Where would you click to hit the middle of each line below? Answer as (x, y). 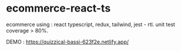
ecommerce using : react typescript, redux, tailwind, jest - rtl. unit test (90, 24)
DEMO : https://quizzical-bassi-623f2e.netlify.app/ (68, 42)
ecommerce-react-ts (58, 8)
